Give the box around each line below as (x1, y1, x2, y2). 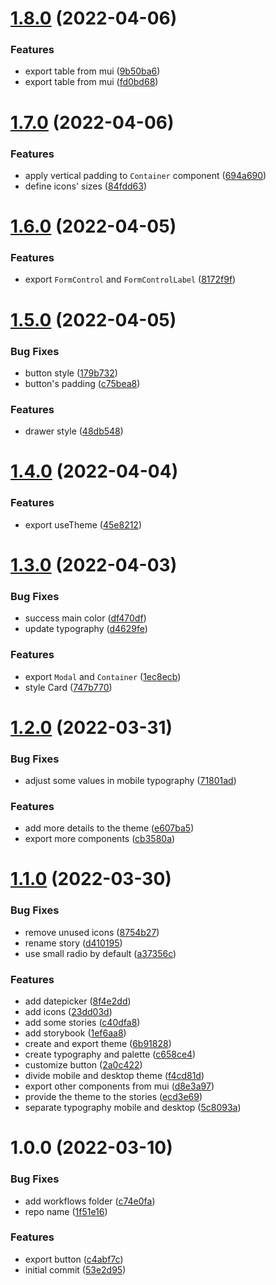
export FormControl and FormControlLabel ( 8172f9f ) (24, 273, 237, 286)
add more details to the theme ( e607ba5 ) (24, 822, 195, 834)
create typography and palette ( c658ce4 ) (24, 1048, 197, 1061)
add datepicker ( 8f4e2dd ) (24, 995, 132, 1007)
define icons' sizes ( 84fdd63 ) (24, 180, 148, 192)
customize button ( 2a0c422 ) (24, 1059, 143, 1071)
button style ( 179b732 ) (24, 367, 118, 379)
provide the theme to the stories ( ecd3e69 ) (24, 1091, 203, 1103)
